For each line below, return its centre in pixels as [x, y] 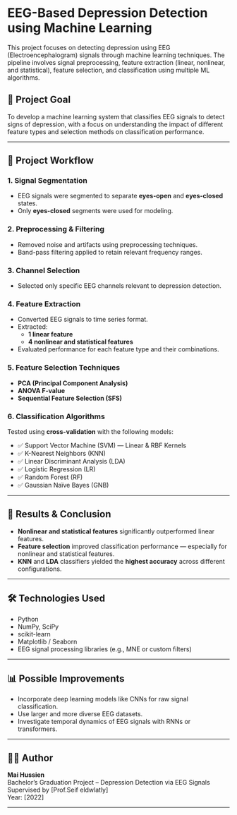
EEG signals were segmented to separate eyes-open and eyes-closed [120, 196]
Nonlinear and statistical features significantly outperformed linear [116, 531]
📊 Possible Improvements [66, 678]
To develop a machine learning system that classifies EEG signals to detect [116, 116]
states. [27, 203]
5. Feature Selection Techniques [64, 368]
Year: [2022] [26, 797]
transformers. [37, 729]
